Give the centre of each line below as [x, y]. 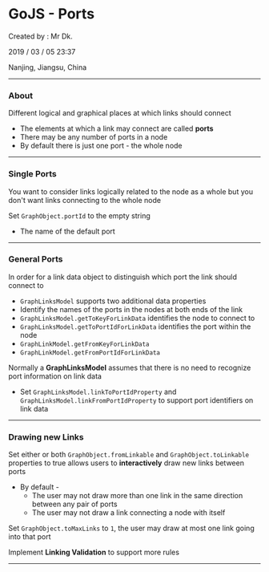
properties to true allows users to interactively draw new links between [126, 463]
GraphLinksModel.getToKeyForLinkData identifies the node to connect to [137, 318]
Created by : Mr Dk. [41, 36]
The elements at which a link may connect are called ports [116, 128]
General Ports [36, 259]
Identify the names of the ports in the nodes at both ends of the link [131, 309]
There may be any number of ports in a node [94, 137]
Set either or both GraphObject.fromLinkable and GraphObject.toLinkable [129, 455]
